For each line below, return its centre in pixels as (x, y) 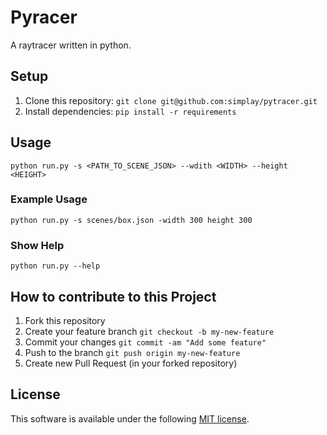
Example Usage (49, 199)
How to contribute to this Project (113, 296)
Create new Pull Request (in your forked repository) (131, 363)
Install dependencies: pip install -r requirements (130, 111)
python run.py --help (55, 266)
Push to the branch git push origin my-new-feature (132, 352)
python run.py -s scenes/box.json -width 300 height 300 (131, 220)
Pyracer (44, 17)
